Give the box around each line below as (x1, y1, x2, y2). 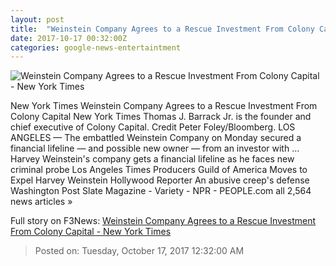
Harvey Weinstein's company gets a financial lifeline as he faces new (10, 153, 295, 165)
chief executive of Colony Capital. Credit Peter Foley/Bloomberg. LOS (10, 121, 296, 133)
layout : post (10, 14, 65, 25)
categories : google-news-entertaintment (10, 42, 182, 53)
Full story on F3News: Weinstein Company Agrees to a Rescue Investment (10, 215, 317, 227)
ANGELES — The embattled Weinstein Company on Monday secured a (10, 132, 302, 144)
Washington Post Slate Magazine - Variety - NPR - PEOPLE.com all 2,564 (10, 185, 312, 197)
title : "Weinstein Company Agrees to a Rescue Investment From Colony (10, 24, 315, 34)
